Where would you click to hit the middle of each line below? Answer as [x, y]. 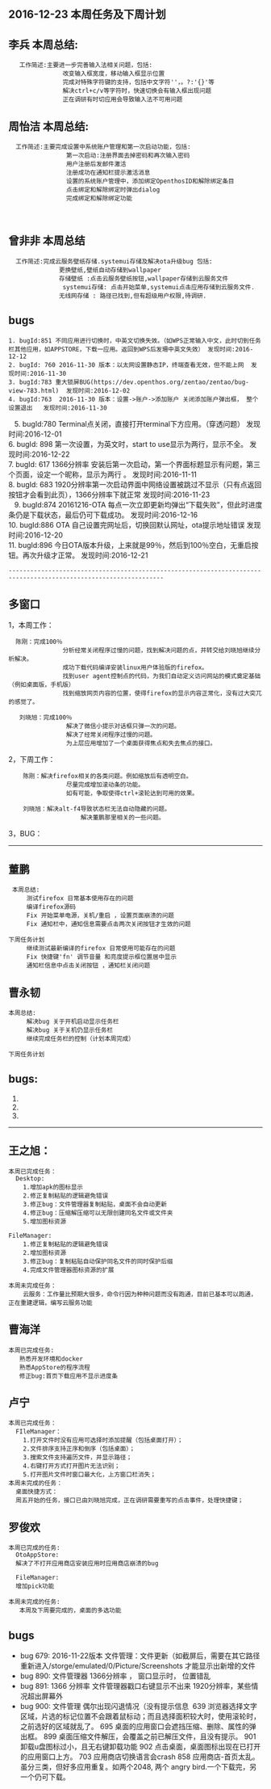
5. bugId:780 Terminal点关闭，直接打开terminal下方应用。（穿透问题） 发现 [137, 423]
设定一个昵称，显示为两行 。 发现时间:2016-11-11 [117, 474]
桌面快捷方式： [37, 1492]
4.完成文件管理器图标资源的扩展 [69, 1270]
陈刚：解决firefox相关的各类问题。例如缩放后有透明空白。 [108, 777]
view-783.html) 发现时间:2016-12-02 [69, 390]
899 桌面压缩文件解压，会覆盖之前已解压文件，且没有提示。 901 [150, 1736]
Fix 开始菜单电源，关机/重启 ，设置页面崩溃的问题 [100, 916]
